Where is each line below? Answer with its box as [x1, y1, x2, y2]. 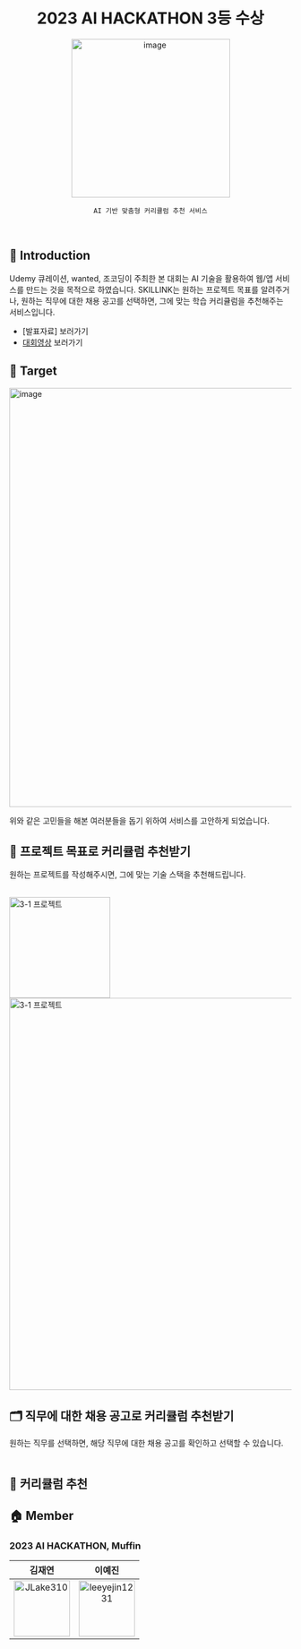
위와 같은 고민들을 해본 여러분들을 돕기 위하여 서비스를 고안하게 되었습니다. [9, 815, 271, 825]
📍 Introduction [9, 248, 91, 263]
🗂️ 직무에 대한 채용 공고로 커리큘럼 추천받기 [9, 1408, 235, 1423]
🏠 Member [9, 1507, 74, 1524]
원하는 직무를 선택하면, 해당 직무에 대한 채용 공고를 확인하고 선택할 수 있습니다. [9, 1437, 284, 1448]
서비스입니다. [9, 306, 56, 317]
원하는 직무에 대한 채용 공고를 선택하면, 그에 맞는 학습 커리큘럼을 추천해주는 [21, 295, 284, 306]
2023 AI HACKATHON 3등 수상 [37, 8, 264, 29]
